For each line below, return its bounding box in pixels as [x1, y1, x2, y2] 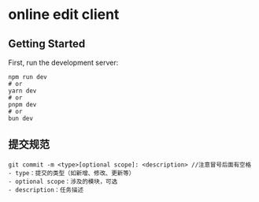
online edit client [8, 6, 120, 24]
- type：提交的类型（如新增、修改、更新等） [8, 169, 135, 177]
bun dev [8, 114, 34, 122]
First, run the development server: [8, 58, 119, 67]
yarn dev [8, 87, 37, 95]
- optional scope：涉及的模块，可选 [8, 178, 118, 185]
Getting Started [8, 37, 86, 50]
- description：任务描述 [8, 185, 84, 194]
